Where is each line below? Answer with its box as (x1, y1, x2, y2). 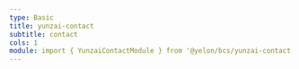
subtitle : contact (9, 30, 78, 39)
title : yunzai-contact (9, 22, 94, 30)
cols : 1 (9, 38, 39, 47)
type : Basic (9, 13, 54, 22)
